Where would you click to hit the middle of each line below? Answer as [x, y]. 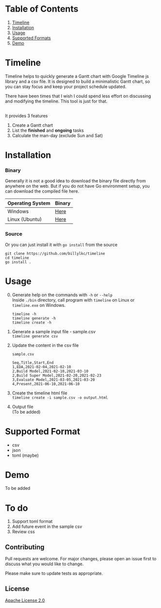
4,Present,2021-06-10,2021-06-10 [46, 384]
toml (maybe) [25, 455]
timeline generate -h [34, 318]
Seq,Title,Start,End [33, 363]
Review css [23, 532]
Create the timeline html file [40, 393]
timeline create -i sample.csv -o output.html [60, 397]
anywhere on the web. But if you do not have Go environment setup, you [78, 186]
